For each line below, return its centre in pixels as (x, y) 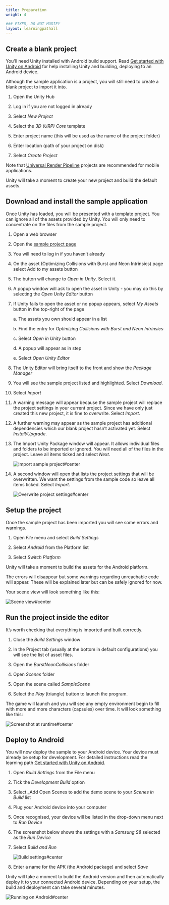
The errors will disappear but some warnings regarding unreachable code (82, 577)
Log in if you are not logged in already (52, 107)
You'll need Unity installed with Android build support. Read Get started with (85, 61)
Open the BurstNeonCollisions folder (51, 664)
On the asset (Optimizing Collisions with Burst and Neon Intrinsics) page (88, 264)
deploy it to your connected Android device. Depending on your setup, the (83, 882)
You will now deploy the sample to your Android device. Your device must (82, 752)
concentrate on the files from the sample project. (57, 224)
